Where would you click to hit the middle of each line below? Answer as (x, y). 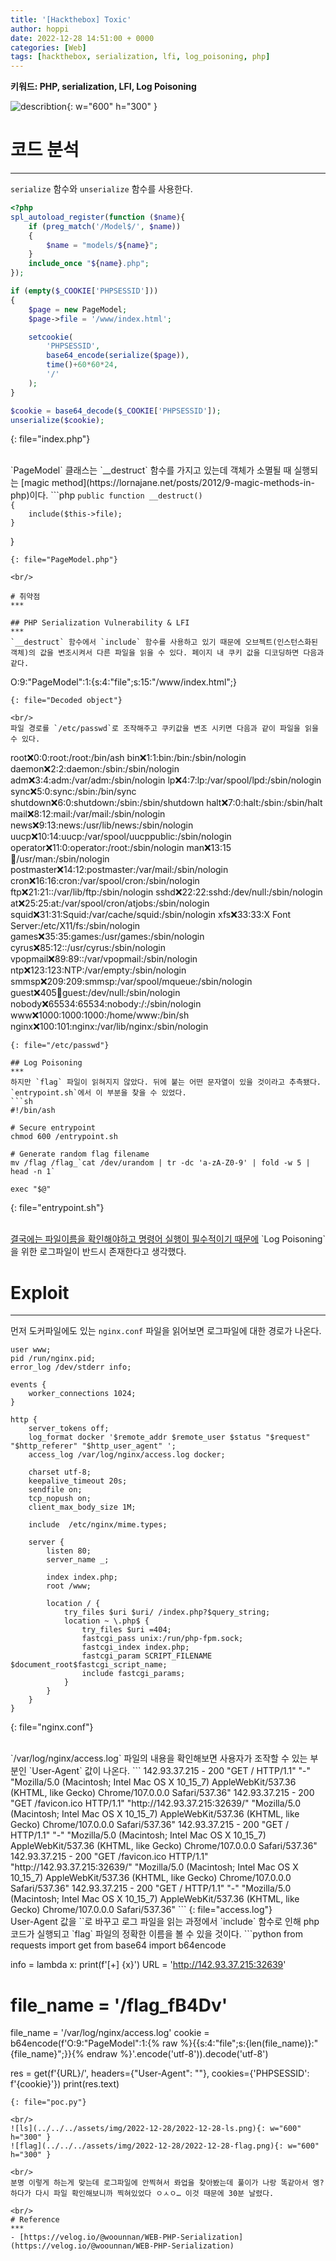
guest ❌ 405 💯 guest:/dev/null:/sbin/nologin (95, 993)
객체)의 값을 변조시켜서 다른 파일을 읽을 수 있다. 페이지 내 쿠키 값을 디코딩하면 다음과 (167, 653)
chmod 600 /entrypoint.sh (64, 1137)
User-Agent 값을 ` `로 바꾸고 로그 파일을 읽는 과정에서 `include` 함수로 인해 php (165, 1922)
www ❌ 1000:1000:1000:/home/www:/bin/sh (100, 1015)
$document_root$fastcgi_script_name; (89, 1665)
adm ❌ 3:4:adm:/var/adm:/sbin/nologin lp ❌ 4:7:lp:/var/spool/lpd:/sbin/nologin (166, 780)
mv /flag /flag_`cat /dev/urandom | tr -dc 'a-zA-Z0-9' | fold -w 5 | (160, 1163)
